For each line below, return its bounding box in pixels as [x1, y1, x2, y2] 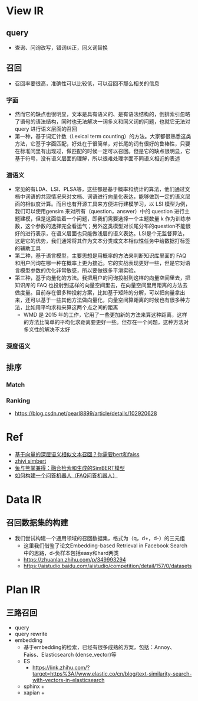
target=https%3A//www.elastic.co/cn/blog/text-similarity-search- [32, 670, 192, 677]
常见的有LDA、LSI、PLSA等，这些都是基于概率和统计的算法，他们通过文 [14, 186, 190, 193]
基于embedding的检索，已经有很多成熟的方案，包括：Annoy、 [23, 643, 176, 651]
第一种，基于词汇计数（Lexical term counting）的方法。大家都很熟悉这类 [14, 133, 192, 140]
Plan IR [6, 583, 41, 596]
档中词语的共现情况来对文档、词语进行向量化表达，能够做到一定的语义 [14, 193, 186, 200]
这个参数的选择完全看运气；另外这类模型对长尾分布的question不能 [25, 223, 186, 230]
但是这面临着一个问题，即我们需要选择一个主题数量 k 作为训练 [35, 215, 186, 222]
